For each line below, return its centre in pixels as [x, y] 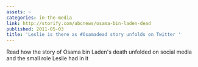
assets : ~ [19, 12]
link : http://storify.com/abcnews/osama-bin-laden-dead [79, 23]
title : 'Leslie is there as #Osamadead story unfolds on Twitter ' [94, 35]
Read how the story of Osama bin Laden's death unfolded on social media [99, 52]
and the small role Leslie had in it [48, 58]
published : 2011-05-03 [35, 29]
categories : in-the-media [39, 18]
